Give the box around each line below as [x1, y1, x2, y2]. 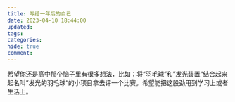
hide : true [7, 43, 39, 50]
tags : [7, 30, 23, 37]
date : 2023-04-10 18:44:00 [7, 17, 87, 24]
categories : [7, 37, 42, 44]
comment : [7, 50, 33, 57]
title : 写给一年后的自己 [7, 10, 72, 18]
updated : [7, 23, 33, 30]
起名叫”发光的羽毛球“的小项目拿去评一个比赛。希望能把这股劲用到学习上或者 [7, 78, 229, 87]
